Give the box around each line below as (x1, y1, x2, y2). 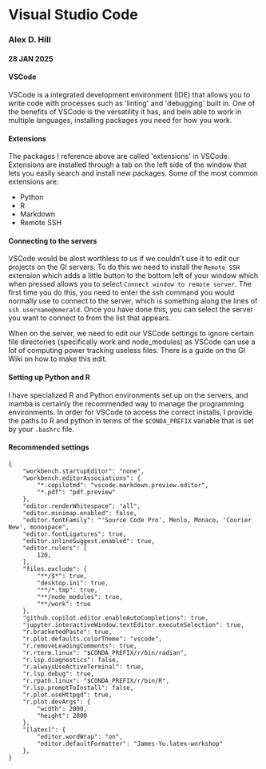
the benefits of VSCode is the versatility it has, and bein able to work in (8, 106, 242, 117)
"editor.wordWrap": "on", (37, 732, 124, 740)
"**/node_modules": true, (37, 593, 124, 601)
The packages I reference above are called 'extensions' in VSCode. (8, 152, 230, 161)
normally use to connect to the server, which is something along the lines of (8, 296, 258, 306)
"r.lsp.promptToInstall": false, (22, 684, 134, 692)
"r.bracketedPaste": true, (22, 628, 113, 636)
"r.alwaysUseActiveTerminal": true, (22, 663, 145, 671)
